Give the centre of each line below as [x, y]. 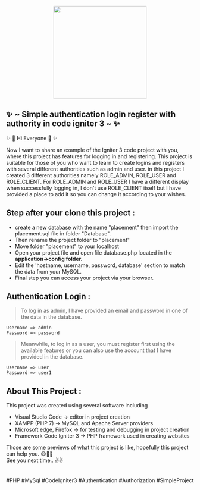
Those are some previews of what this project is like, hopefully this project [97, 447]
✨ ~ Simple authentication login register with [91, 114]
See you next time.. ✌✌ [35, 460]
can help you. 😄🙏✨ [30, 454]
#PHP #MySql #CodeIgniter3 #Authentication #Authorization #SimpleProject [100, 480]
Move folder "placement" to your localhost [67, 246]
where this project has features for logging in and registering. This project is [99, 156]
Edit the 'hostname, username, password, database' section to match [100, 265]
